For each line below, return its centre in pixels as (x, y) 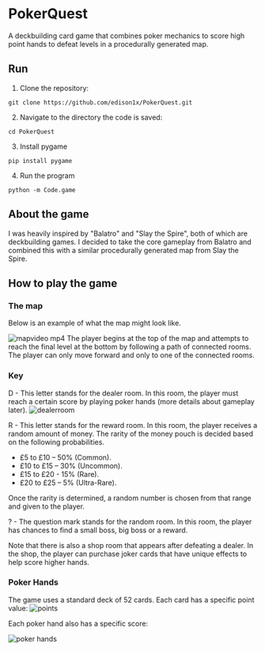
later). (18, 410)
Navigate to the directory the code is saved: (91, 117)
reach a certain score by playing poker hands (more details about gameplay (131, 401)
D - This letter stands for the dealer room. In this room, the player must (123, 393)
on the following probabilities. (57, 442)
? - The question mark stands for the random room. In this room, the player (130, 521)
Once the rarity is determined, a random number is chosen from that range (130, 498)
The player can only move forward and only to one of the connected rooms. (131, 355)
